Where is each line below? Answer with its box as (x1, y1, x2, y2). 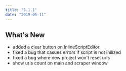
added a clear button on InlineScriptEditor (12, 44, 100, 50)
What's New (5, 31, 45, 39)
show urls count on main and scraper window (12, 60, 108, 66)
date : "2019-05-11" (5, 12, 47, 17)
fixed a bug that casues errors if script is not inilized (12, 49, 121, 55)
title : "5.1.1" (5, 7, 37, 13)
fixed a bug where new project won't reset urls (12, 55, 110, 61)
